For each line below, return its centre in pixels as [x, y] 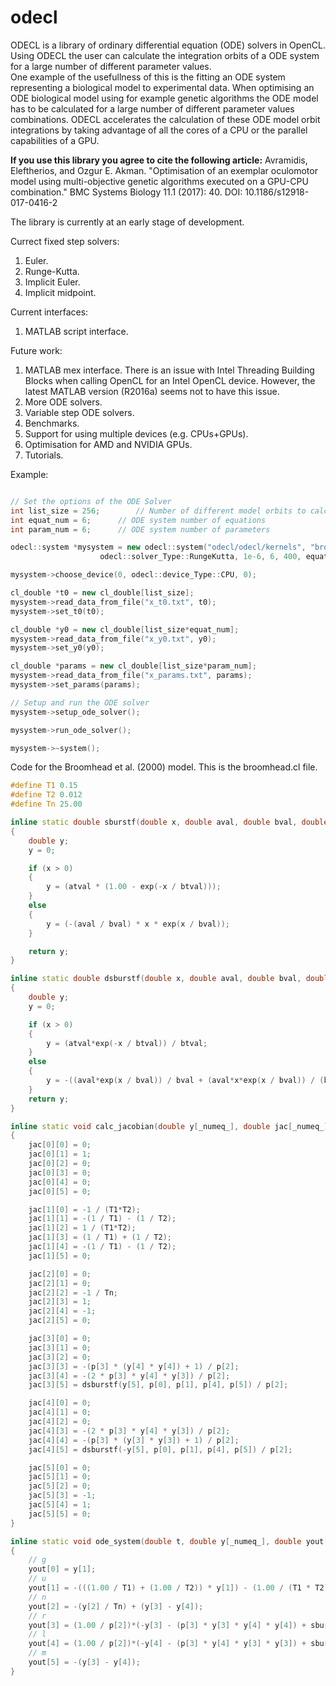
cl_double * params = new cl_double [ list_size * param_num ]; [133, 666]
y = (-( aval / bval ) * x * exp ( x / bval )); [138, 924]
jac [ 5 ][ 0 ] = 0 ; [60, 1467]
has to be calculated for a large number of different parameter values [152, 108]
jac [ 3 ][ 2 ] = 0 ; [60, 1357]
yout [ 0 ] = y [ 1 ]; [62, 1569]
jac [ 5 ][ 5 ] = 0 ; [60, 1514]
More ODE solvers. [63, 402]
